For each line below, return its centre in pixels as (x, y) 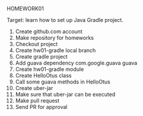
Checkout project (36, 44)
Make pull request (37, 101)
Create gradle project (41, 57)
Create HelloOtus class (43, 75)
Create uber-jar (34, 88)
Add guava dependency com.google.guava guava (76, 63)
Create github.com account (49, 31)
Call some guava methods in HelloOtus (63, 82)
